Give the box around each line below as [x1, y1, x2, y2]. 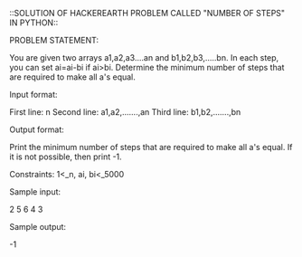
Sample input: [9, 186, 61, 197]
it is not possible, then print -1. [9, 151, 122, 162]
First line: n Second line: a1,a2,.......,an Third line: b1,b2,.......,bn [9, 107, 241, 117]
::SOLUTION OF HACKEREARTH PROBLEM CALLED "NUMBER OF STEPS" [9, 8, 286, 18]
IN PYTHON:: [9, 17, 59, 28]
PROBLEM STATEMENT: [9, 35, 99, 45]
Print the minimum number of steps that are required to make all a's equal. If [9, 142, 293, 152]
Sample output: [9, 222, 66, 232]
